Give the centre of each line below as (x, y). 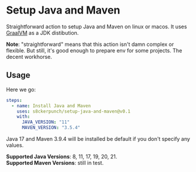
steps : (14, 100)
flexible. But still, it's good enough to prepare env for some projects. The (94, 50)
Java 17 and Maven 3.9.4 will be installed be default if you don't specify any (98, 139)
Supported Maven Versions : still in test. (55, 163)
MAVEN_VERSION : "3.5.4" (51, 128)
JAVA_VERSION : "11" (45, 122)
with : (24, 117)
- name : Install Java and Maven (51, 106)
